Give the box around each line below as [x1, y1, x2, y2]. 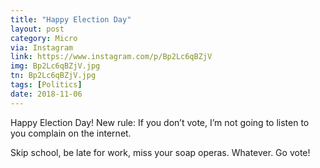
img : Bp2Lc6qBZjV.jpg [10, 61, 101, 71]
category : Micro [10, 33, 78, 43]
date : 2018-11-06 [10, 89, 83, 99]
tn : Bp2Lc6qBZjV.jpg [10, 71, 97, 81]
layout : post [10, 24, 65, 34]
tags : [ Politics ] [10, 80, 83, 90]
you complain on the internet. [10, 127, 132, 139]
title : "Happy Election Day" [10, 14, 132, 25]
